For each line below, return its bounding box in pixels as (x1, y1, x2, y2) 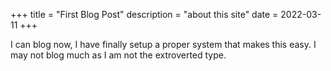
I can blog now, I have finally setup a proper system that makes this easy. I (10, 39, 317, 50)
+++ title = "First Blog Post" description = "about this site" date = (10, 9, 279, 20)
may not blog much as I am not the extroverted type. (10, 49, 227, 61)
